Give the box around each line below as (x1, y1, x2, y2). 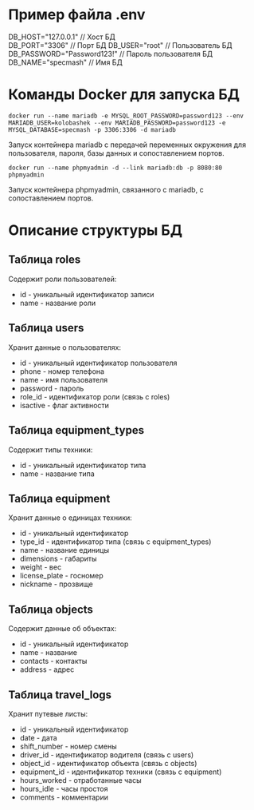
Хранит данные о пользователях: (8, 342, 122, 352)
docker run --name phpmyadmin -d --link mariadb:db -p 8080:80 (8, 164, 223, 172)
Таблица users (8, 321, 84, 335)
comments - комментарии (19, 792, 109, 802)
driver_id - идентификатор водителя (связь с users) (19, 749, 194, 760)
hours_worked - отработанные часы (19, 775, 142, 784)
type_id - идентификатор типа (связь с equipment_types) (19, 537, 212, 546)
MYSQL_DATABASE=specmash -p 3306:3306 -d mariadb (8, 125, 177, 133)
